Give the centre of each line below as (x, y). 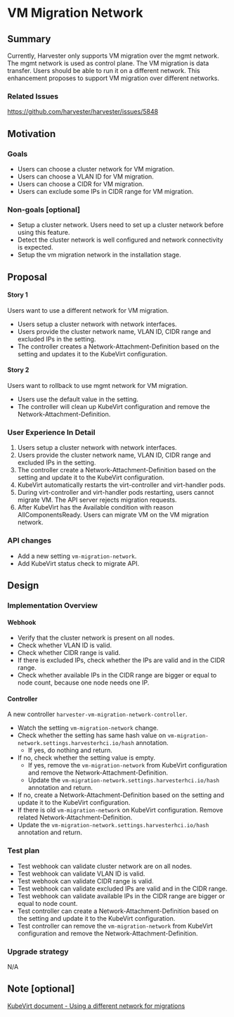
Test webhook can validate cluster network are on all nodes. (104, 866)
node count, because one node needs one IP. (83, 682)
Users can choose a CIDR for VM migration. (80, 183)
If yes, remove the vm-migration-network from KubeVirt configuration (127, 765)
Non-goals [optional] (44, 209)
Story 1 (18, 295)
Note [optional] (41, 989)
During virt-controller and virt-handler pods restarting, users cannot (116, 493)
